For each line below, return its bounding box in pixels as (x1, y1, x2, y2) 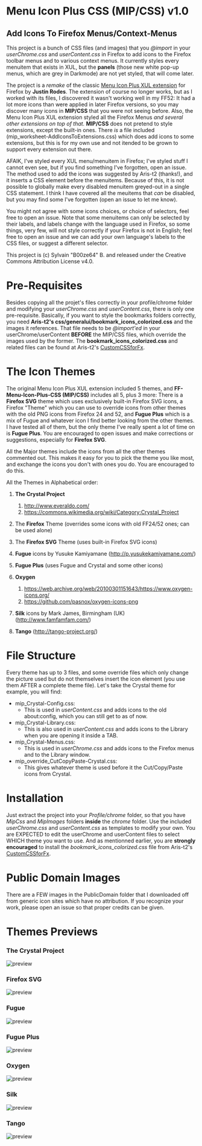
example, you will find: (6, 688, 62, 695)
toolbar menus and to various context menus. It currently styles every (6, 57, 179, 64)
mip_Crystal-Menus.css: (14, 738, 75, 745)
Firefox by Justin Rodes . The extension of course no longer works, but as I (6, 88, 193, 95)
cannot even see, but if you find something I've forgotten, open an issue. (6, 164, 187, 171)
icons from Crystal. (24, 770, 72, 777)
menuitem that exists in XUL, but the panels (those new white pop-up (6, 63, 179, 71)
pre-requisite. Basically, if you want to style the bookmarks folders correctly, (6, 311, 197, 319)
